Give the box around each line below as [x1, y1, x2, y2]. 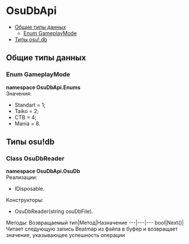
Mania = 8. [14, 120, 41, 127]
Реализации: [6, 174, 38, 181]
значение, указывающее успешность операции [6, 232, 125, 239]
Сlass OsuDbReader [6, 154, 64, 162]
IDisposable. [14, 185, 45, 193]
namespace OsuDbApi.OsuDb [6, 168, 81, 175]
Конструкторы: [6, 197, 44, 204]
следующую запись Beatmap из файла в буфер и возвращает [25, 225, 178, 232]
